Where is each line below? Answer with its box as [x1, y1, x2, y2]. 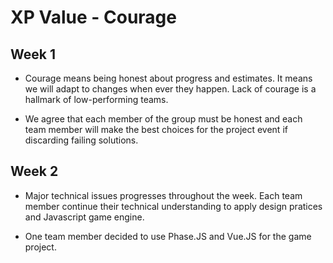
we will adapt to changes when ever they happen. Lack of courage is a [24, 83, 317, 95]
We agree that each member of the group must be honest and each [24, 113, 303, 125]
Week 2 [10, 163, 59, 180]
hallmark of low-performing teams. [24, 94, 169, 105]
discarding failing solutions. [24, 134, 139, 146]
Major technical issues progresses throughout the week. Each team [24, 189, 303, 201]
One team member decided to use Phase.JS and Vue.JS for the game [24, 230, 312, 242]
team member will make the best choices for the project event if [24, 124, 288, 135]
